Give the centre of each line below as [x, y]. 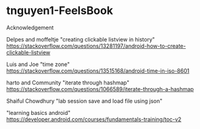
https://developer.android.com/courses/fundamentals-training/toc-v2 [94, 119]
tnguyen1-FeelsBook [60, 11]
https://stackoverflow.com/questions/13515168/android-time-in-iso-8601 [98, 70]
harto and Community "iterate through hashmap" [68, 83]
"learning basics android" [39, 112]
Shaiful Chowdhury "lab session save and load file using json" [84, 101]
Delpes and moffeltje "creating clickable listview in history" [81, 39]
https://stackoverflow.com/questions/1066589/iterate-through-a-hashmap [100, 89]
